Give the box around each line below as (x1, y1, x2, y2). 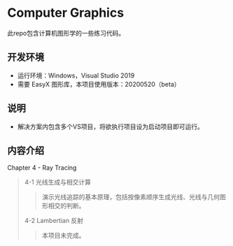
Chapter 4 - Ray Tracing (7, 164, 77, 172)
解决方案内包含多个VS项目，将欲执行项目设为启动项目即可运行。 (17, 122, 204, 131)
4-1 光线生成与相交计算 (24, 178, 91, 187)
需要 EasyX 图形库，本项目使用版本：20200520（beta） (17, 80, 181, 88)
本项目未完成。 (41, 231, 85, 240)
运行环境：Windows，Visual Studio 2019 (17, 71, 135, 80)
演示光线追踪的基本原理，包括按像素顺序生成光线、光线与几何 (41, 193, 220, 201)
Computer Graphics (7, 5, 125, 21)
